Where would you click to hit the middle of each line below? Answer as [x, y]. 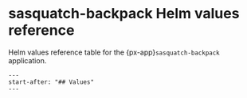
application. [27, 60]
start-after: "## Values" [51, 82]
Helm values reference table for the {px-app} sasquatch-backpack [114, 52]
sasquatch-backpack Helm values [124, 14]
